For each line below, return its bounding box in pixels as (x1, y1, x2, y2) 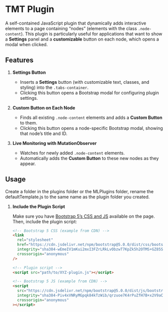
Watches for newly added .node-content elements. (20, 149, 125, 156)
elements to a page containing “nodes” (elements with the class (5, 25, 137, 31)
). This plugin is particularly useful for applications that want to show (21, 31, 162, 37)
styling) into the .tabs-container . (20, 84, 89, 90)
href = (17, 242, 29, 247)
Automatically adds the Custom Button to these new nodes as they (20, 155, 159, 161)
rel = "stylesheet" (17, 237, 54, 243)
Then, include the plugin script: (12, 218, 77, 224)
